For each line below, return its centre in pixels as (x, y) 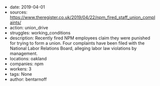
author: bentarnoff (28, 79)
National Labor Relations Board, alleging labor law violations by (73, 48)
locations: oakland (28, 59)
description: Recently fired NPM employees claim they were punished (80, 38)
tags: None (21, 74)
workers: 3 (21, 69)
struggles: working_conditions (40, 33)
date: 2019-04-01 (27, 7)
